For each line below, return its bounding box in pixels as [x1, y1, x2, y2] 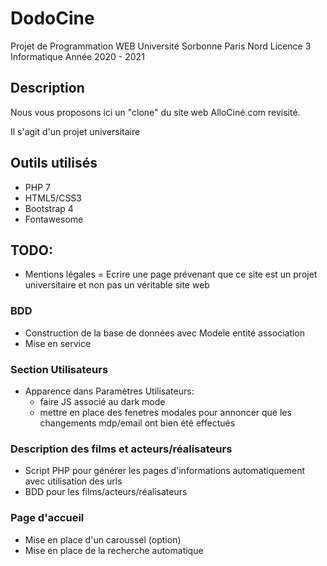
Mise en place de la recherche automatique [24, 544, 204, 556]
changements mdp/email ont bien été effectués [39, 417, 236, 429]
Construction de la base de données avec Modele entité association [24, 327, 306, 339]
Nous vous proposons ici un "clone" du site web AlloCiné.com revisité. [10, 106, 301, 118]
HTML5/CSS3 [24, 192, 82, 204]
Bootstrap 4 [24, 202, 74, 214]
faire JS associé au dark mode [39, 395, 166, 407]
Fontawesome [24, 213, 84, 225]
